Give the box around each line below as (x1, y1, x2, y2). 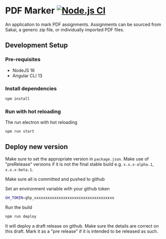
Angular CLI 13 (12, 73, 43, 79)
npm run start (5, 129, 35, 134)
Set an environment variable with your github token (5, 185, 110, 191)
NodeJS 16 (12, 67, 35, 73)
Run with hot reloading (5, 108, 61, 115)
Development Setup (5, 41, 68, 50)
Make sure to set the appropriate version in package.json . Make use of (5, 156, 149, 161)
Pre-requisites (5, 56, 41, 63)
